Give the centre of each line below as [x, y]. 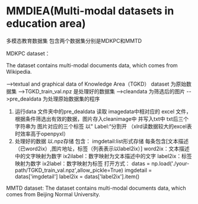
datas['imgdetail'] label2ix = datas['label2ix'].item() [77, 176]
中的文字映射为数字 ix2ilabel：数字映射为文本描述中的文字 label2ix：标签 [103, 156]
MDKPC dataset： [28, 53]
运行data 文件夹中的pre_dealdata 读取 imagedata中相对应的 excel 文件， [103, 111]
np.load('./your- [170, 163]
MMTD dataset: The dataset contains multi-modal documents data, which [96, 188]
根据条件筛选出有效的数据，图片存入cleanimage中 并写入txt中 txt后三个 [101, 119]
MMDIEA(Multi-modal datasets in [90, 11]
